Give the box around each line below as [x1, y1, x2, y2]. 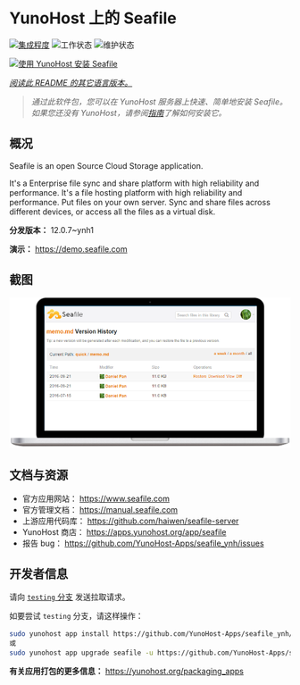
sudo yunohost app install [9, 630, 110, 639]
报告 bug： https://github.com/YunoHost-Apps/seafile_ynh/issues [21, 538, 265, 548]
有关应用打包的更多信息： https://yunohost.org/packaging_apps [9, 666, 244, 677]
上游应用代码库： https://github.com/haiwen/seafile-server [21, 515, 239, 526]
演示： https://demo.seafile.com [9, 243, 128, 255]
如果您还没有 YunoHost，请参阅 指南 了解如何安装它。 [30, 107, 227, 118]
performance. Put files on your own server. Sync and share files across [9, 196, 271, 207]
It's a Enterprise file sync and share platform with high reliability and [9, 178, 260, 188]
